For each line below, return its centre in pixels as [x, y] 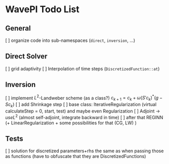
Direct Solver [26, 56]
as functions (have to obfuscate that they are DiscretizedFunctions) [76, 156]
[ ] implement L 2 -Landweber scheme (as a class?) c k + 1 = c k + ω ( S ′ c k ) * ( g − [84, 98]
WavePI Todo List [42, 9]
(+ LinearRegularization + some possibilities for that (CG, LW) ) [71, 123]
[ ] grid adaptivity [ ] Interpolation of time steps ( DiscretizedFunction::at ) [82, 69]
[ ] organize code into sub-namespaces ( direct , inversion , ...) [70, 40]
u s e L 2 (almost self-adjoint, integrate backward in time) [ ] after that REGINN [84, 117]
